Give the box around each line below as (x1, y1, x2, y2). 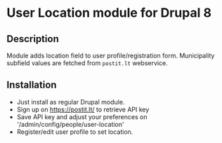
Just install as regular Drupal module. (16, 97, 125, 106)
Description (6, 33, 59, 45)
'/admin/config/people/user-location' (16, 120, 124, 128)
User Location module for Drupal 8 (6, 5, 212, 21)
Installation (6, 79, 57, 91)
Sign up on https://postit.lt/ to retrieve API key (16, 105, 150, 114)
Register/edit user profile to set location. (16, 128, 133, 136)
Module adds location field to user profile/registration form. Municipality (6, 51, 215, 60)
